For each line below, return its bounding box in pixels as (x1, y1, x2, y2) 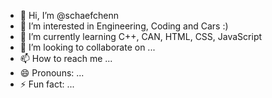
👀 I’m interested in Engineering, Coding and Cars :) (19, 20, 229, 32)
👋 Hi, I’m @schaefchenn (19, 10, 119, 21)
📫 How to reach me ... (19, 53, 113, 64)
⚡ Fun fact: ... (19, 78, 75, 90)
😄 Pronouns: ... (19, 67, 85, 79)
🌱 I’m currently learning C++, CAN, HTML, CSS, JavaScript (19, 31, 263, 42)
